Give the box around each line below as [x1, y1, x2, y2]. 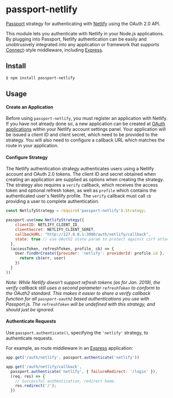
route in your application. [6, 143, 59, 149]
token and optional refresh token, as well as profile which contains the [6, 187, 157, 193]
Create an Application [6, 104, 53, 110]
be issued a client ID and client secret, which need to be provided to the [6, 132, 158, 138]
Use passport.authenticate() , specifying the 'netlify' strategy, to [6, 330, 148, 335]
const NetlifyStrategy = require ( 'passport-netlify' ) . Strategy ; [6, 208, 146, 213]
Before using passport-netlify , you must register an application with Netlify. [6, 115, 168, 122]
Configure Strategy [6, 154, 48, 160]
